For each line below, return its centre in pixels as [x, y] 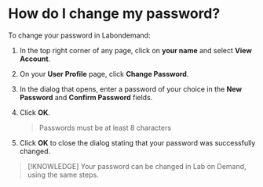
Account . [35, 59]
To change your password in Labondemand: [79, 35]
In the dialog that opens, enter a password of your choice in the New [130, 89]
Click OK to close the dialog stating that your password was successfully [137, 142]
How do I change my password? [114, 14]
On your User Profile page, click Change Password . [104, 74]
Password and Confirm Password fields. [86, 97]
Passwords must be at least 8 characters [105, 128]
